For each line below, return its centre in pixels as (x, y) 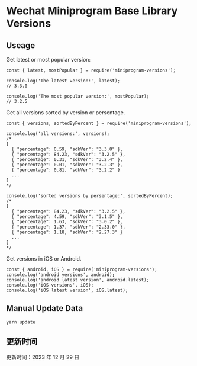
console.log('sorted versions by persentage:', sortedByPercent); (90, 196)
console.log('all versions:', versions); (58, 134)
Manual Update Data (45, 308)
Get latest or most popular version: (48, 60)
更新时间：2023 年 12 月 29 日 (43, 357)
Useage (21, 45)
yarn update (21, 322)
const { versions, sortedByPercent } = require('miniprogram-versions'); (99, 123)
